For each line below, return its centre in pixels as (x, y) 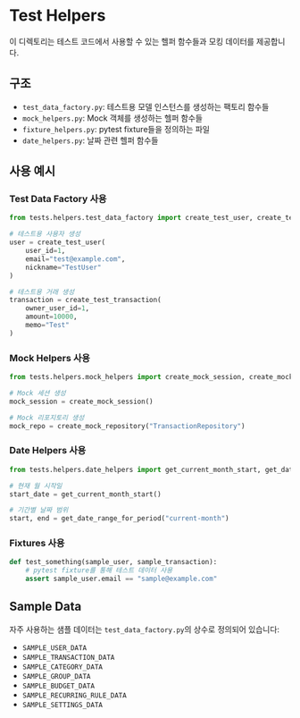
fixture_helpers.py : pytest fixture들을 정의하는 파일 (116, 129)
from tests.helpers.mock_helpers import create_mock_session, (127, 377)
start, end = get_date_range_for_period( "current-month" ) (119, 519)
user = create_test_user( (57, 242)
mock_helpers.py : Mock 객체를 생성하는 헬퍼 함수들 (112, 118)
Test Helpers (58, 16)
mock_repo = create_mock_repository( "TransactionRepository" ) (127, 426)
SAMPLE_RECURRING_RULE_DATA (74, 695)
